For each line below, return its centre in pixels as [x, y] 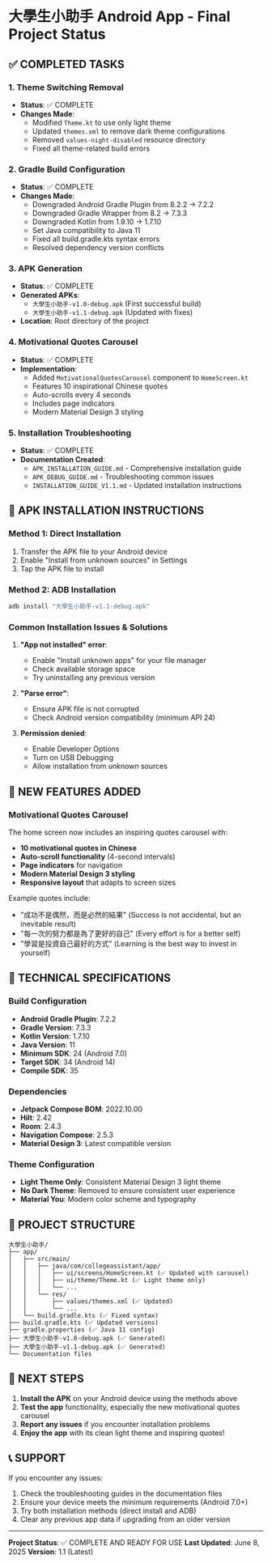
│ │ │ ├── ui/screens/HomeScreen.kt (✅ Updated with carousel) [129, 1273]
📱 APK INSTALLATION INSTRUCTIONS [106, 511]
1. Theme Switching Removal [66, 87]
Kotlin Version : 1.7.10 [55, 1036]
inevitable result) [48, 924]
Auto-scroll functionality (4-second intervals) [98, 856]
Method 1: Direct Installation [65, 533]
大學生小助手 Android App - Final [119, 17]
